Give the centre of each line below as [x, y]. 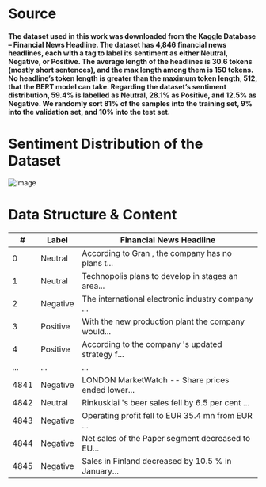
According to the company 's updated [152, 344]
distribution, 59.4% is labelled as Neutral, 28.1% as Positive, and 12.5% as [133, 95]
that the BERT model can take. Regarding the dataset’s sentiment [118, 86]
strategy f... [103, 354]
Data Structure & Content [93, 214]
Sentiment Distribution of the [106, 144]
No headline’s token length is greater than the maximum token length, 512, [133, 78]
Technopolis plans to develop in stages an [160, 276]
